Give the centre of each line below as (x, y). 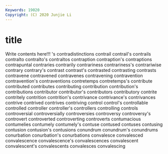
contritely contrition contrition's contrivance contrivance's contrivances (80, 97)
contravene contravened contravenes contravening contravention (74, 76)
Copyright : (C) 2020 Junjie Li (38, 15)
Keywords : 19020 (22, 10)
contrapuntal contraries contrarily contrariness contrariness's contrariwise (83, 65)
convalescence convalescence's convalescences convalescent (72, 141)
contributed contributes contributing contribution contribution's (72, 87)
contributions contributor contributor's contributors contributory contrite (81, 92)
